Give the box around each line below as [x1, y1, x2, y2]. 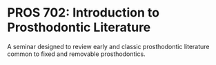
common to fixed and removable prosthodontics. [7, 50, 146, 58]
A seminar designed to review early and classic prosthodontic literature [7, 42, 210, 50]
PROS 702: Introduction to [7, 5, 160, 21]
